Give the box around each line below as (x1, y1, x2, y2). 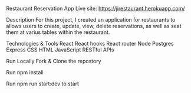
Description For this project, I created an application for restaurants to (6, 16, 176, 23)
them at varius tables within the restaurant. (6, 29, 110, 36)
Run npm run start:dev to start (6, 80, 80, 87)
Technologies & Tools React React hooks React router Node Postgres (6, 40, 174, 47)
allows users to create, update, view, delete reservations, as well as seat (6, 23, 182, 29)
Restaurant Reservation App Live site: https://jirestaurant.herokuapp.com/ (6, 5, 185, 12)
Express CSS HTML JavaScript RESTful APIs (6, 46, 114, 53)
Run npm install (6, 69, 44, 75)
